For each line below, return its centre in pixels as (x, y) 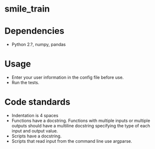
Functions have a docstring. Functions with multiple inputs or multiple (81, 120)
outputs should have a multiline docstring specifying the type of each (81, 126)
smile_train (27, 9)
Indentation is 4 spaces (35, 115)
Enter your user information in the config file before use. (68, 77)
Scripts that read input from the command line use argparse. (72, 141)
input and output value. (35, 131)
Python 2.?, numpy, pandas (39, 45)
